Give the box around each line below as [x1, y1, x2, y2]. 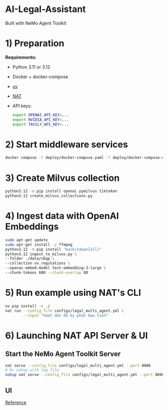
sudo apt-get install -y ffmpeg [5, 242, 72, 247]
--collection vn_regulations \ [5, 261, 70, 266]
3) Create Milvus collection [5, 172, 120, 183]
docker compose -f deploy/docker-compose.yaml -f [5, 155, 111, 160]
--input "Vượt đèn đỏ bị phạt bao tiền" [23, 313, 108, 318]
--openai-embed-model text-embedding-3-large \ [5, 266, 106, 271]
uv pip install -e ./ [5, 303, 50, 309]
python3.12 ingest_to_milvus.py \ [5, 252, 77, 257]
